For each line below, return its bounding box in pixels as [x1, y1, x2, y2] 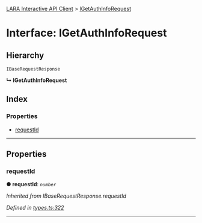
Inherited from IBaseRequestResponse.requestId [6, 192, 127, 199]
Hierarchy [6, 50, 44, 60]
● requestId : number [6, 181, 57, 188]
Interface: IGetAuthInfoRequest [6, 27, 167, 40]
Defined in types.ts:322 [6, 204, 64, 212]
